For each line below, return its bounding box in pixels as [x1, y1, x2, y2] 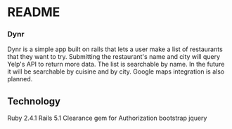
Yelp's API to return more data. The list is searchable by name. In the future [7, 60, 225, 69]
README [7, 4, 60, 20]
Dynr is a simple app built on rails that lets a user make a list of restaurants [7, 45, 223, 53]
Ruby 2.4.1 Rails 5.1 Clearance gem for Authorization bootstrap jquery [7, 114, 207, 123]
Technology [7, 95, 61, 107]
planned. [7, 75, 33, 83]
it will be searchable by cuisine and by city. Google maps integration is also [7, 67, 225, 76]
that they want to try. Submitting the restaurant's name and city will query [7, 53, 220, 61]
